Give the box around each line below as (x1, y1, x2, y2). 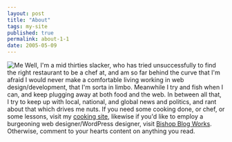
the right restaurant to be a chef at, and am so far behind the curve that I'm (7, 68, 221, 77)
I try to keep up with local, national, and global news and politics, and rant (7, 98, 217, 105)
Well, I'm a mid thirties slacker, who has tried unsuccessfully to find (24, 61, 216, 69)
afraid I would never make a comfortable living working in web (7, 76, 184, 83)
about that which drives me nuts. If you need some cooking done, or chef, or (7, 105, 225, 113)
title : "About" (7, 17, 51, 23)
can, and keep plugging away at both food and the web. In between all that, (7, 90, 222, 99)
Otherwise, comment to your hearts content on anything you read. (7, 127, 195, 135)
